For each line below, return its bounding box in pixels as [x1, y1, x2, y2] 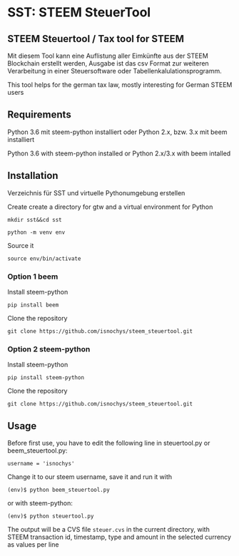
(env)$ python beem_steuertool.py [7, 486, 111, 494]
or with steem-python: [7, 499, 73, 508]
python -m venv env [7, 229, 66, 236]
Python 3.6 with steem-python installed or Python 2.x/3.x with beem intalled [7, 149, 231, 158]
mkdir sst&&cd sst [7, 216, 62, 223]
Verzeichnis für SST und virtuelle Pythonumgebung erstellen [7, 188, 185, 197]
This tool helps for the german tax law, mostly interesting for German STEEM [7, 81, 233, 89]
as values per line [7, 540, 59, 549]
